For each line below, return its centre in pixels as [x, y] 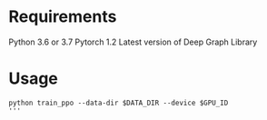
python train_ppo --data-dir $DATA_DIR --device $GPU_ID [119, 103]
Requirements [63, 17]
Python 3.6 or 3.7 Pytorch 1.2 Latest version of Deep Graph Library [133, 42]
